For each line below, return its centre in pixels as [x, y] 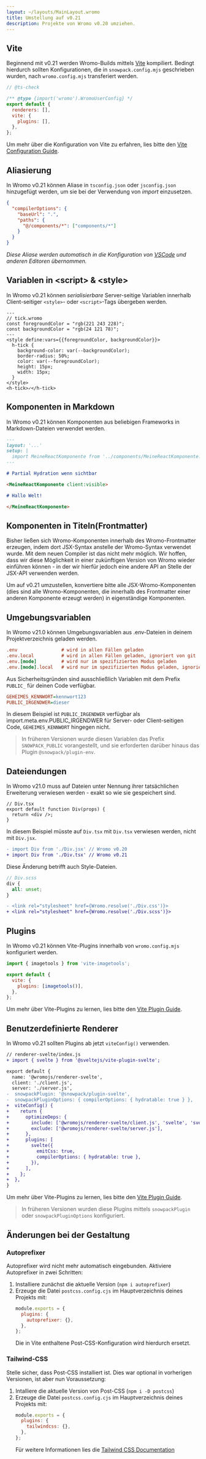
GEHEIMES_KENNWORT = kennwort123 [46, 697]
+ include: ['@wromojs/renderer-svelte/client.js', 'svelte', [97, 1122]
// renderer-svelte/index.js [44, 1055]
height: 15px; [35, 367]
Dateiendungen [36, 771]
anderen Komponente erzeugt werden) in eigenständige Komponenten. [96, 598]
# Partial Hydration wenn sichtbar [52, 473]
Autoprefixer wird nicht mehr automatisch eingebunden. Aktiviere [89, 1266]
